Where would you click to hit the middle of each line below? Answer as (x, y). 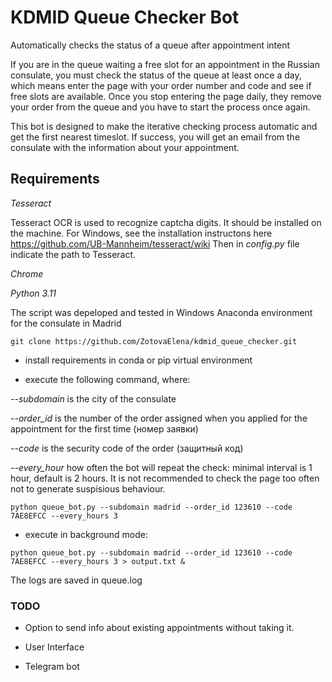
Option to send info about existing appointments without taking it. (159, 628)
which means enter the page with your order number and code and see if (161, 85)
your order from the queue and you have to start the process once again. (160, 107)
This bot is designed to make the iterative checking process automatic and (164, 126)
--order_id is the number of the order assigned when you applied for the (159, 418)
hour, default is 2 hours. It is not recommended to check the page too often (165, 478)
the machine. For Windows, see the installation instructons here (141, 233)
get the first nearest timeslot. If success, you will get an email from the (155, 137)
